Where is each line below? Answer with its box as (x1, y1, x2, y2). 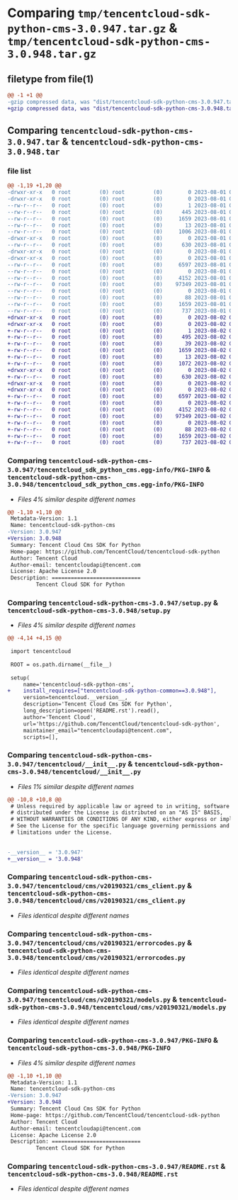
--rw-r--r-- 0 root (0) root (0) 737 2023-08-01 (7, 307, 227, 315)
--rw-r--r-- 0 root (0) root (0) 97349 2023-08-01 (7, 281, 227, 288)
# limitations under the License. (10, 829, 113, 837)
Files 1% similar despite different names (17, 782, 135, 791)
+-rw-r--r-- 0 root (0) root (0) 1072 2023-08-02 (7, 360, 227, 367)
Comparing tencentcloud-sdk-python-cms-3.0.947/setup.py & (7, 598, 218, 608)
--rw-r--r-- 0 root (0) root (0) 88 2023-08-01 (7, 294, 227, 302)
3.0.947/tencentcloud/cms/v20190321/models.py (7, 995, 171, 1004)
